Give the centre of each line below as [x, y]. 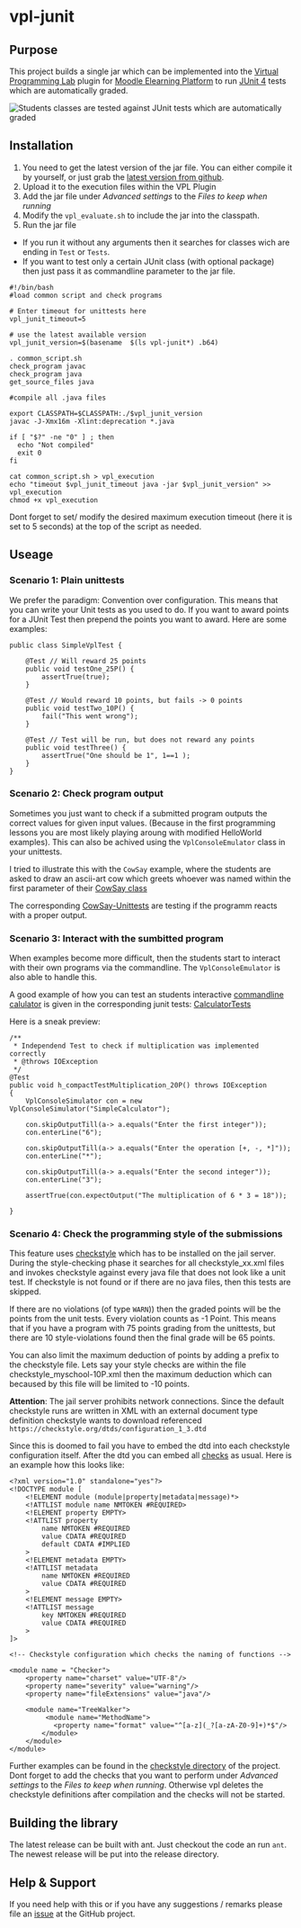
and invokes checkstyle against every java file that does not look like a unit [147, 1273]
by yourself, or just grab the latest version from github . [123, 176]
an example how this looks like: [67, 1465]
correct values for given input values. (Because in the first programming [142, 823]
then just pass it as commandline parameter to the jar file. [129, 271]
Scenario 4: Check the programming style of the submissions [146, 1234]
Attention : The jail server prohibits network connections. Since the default [147, 1401]
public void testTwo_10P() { [80, 708]
